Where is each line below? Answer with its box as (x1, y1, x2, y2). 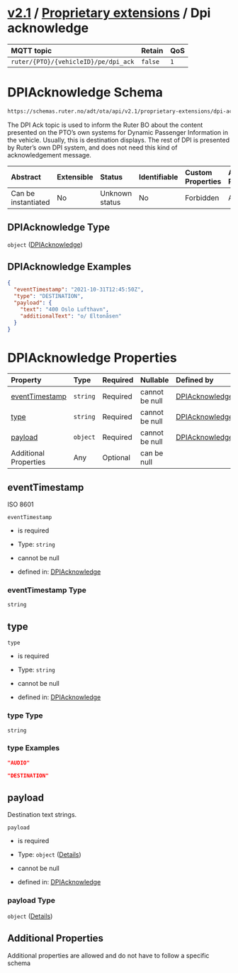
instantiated (11, 197, 50, 207)
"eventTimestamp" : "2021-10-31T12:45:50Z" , (13, 286, 144, 294)
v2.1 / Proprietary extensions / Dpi (7, 5, 211, 21)
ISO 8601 (7, 500, 34, 508)
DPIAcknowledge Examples (7, 260, 132, 272)
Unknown (100, 188, 132, 198)
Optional (102, 452, 131, 462)
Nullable (140, 375, 169, 385)
